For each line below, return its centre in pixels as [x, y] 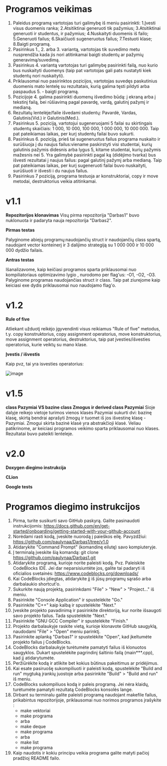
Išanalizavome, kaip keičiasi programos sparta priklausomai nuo [71, 269]
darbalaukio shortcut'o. [37, 584]
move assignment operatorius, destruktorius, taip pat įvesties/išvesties [78, 339]
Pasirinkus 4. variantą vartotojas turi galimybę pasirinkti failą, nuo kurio [85, 65]
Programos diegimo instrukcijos [73, 506]
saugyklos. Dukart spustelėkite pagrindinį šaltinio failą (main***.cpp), [83, 652]
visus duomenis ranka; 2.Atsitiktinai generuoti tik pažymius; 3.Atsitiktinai [87, 28]
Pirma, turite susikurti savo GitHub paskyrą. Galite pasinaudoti [76, 521]
